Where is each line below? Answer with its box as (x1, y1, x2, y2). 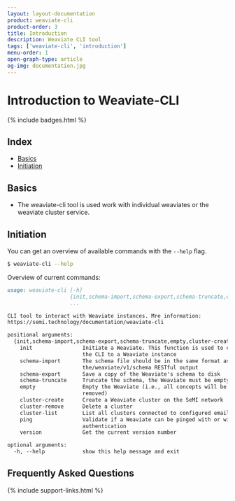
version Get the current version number (20, 429, 177, 436)
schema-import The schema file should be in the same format (20, 358, 220, 365)
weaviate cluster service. (17, 208, 90, 217)
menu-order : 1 (7, 50, 49, 57)
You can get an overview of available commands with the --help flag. (7, 247, 207, 255)
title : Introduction (7, 29, 68, 37)
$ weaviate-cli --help (7, 260, 73, 267)
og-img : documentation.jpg (7, 62, 86, 69)
